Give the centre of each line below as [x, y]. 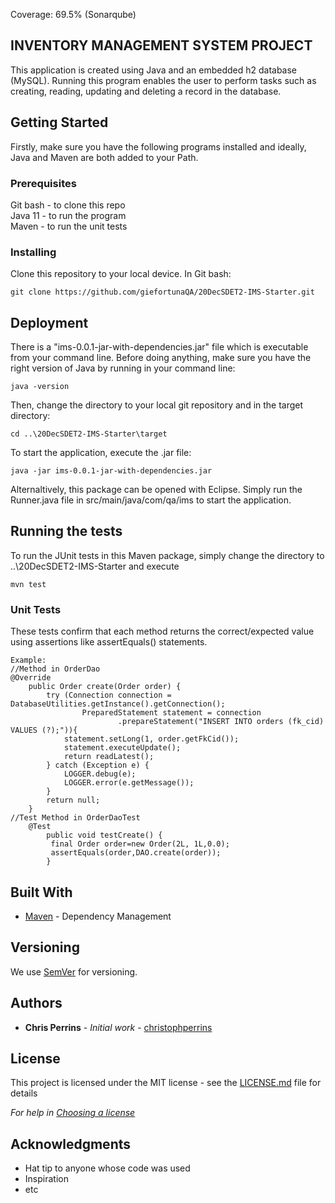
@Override [31, 678]
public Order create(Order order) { [105, 687]
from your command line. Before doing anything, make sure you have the [161, 358]
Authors [36, 1003]
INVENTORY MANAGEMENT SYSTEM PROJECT [161, 45]
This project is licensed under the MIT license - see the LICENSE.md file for [166, 1083]
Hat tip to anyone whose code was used [107, 1168]
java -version [40, 387]
